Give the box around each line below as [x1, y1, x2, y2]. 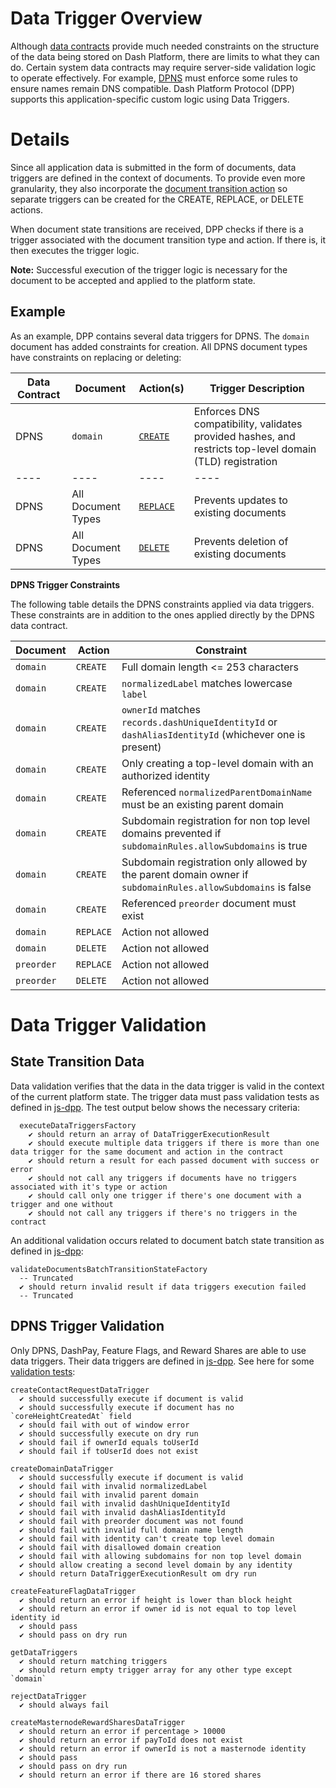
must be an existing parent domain [121, 797, 285, 811]
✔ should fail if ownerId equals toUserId [19, 1437, 199, 1447]
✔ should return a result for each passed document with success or [28, 1155, 320, 1166]
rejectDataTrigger [10, 1691, 87, 1701]
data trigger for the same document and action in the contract [10, 1147, 284, 1157]
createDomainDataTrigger [10, 1463, 114, 1474]
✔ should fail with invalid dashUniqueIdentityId [19, 1498, 230, 1509]
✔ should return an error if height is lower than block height [19, 1595, 293, 1605]
